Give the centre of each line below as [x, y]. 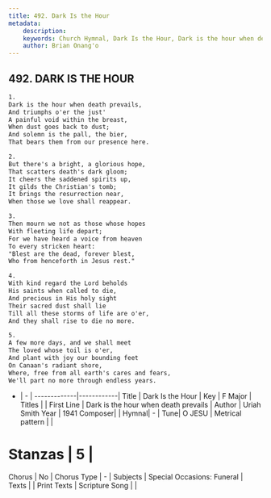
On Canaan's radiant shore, [56, 365]
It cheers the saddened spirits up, [70, 179]
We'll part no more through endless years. [83, 380]
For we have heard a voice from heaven [75, 239]
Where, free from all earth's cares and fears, [90, 373]
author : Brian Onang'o [61, 46]
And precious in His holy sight [63, 298]
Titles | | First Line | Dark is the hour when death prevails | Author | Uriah [140, 404]
